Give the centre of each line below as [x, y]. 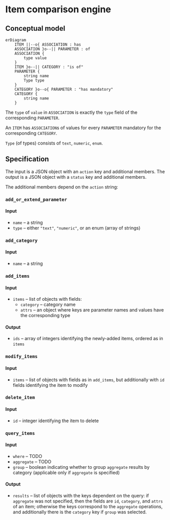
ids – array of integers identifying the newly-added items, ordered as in [88, 339]
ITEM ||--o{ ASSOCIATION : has [48, 45]
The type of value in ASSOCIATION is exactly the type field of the [71, 112]
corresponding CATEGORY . [31, 133]
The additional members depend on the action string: [62, 187]
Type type [34, 80]
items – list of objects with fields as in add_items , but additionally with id [89, 380]
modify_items [22, 357]
